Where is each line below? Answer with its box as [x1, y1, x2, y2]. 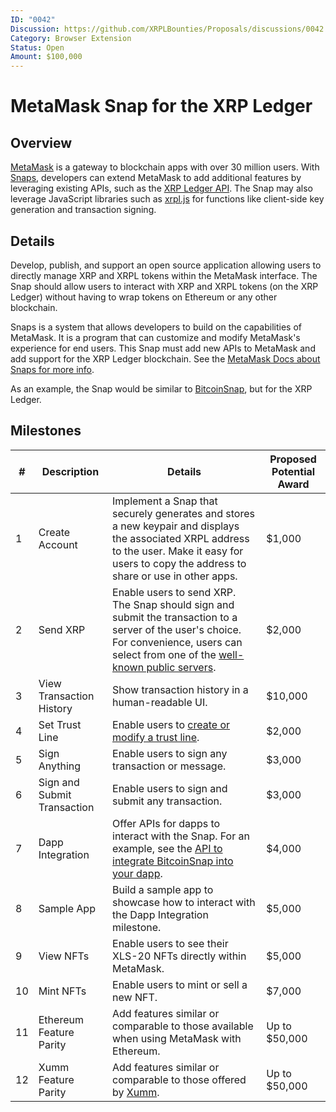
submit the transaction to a [112, 610, 238, 624]
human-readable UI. [112, 695, 208, 709]
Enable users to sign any [112, 746, 228, 760]
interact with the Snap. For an [112, 829, 250, 843]
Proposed [269, 452, 317, 466]
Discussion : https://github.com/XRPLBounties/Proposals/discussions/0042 [10, 24, 325, 34]
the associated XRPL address [112, 531, 250, 545]
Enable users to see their [112, 936, 229, 950]
